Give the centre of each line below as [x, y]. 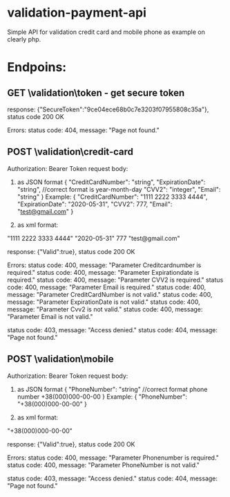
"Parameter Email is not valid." [50, 316]
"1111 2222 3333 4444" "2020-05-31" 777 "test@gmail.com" [94, 238]
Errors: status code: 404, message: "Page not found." [84, 130]
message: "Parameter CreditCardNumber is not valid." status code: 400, [110, 294]
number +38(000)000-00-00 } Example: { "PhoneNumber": [102, 397]
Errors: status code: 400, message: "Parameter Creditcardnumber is [104, 265]
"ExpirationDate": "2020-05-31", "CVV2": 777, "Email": [95, 204]
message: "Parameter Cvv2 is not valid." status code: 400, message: [105, 309]
